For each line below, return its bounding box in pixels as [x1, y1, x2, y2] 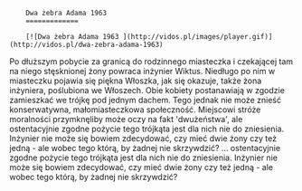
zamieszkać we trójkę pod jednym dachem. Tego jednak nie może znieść [9, 95, 282, 105]
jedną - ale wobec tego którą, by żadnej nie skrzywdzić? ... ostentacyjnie [9, 143, 281, 153]
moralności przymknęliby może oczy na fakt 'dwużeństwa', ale [9, 114, 243, 124]
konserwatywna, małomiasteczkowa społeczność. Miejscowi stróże [9, 104, 261, 115]
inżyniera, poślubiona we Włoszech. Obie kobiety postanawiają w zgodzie [9, 85, 285, 95]
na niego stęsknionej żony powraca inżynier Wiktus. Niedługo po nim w [9, 66, 276, 76]
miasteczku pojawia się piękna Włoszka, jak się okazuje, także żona [9, 75, 262, 86]
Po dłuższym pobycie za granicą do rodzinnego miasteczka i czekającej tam [9, 56, 294, 67]
